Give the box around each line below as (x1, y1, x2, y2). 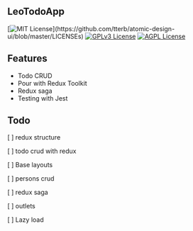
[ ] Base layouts (7, 161, 53, 169)
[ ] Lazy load (7, 215, 44, 224)
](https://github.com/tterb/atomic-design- (52, 24, 175, 33)
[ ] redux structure (7, 133, 61, 142)
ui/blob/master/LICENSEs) (7, 32, 84, 40)
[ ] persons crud (7, 174, 55, 183)
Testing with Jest (17, 94, 68, 102)
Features (7, 52, 48, 64)
